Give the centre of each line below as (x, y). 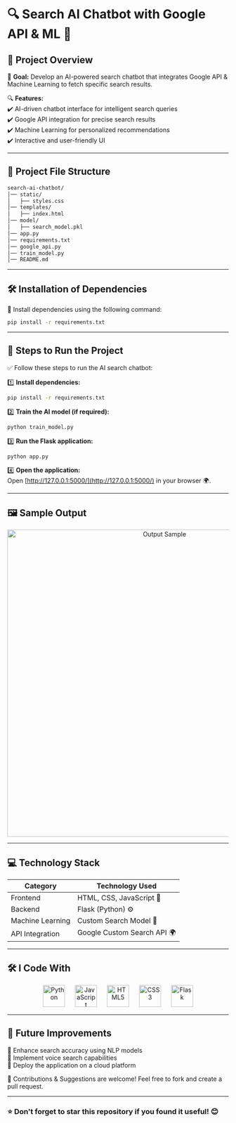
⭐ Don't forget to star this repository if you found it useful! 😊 (113, 1111)
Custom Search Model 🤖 (117, 921)
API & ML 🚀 (39, 34)
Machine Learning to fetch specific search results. (80, 84)
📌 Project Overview (50, 60)
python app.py (28, 457)
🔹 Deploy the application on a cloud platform (72, 1065)
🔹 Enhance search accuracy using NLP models (75, 1050)
